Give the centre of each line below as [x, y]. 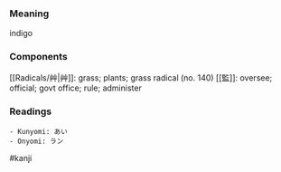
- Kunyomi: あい [38, 131]
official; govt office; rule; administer [75, 88]
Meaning [29, 14]
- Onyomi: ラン [37, 141]
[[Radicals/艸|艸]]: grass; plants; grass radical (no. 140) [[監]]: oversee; [141, 77]
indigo [21, 33]
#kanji [21, 158]
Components [38, 57]
